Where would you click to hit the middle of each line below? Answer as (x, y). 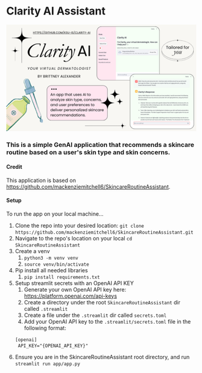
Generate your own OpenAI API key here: (75, 289)
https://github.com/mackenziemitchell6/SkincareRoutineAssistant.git (104, 232)
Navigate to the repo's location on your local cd (74, 238)
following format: (45, 328)
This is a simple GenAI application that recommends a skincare (100, 145)
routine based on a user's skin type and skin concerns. (88, 152)
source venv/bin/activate (56, 264)
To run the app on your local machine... (55, 214)
